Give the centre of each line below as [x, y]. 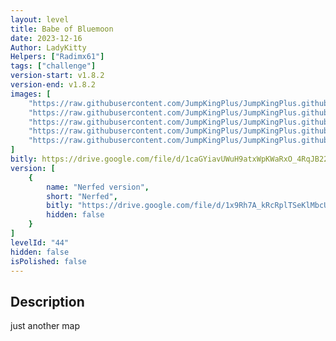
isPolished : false [48, 261]
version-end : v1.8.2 [53, 85]
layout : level [40, 19]
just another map [45, 326]
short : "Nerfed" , [82, 196]
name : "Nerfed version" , [98, 187]
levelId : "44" [40, 242]
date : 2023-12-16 [46, 38]
